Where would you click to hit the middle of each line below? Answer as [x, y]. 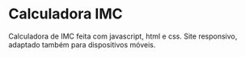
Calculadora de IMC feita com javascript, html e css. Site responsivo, [123, 36]
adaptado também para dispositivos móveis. [82, 44]
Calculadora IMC [65, 14]
